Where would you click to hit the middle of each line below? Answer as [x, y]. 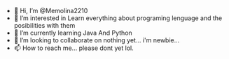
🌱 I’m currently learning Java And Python [73, 33]
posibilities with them [44, 25]
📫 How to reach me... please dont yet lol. [74, 48]
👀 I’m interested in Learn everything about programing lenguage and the [118, 18]
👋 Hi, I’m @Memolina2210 [51, 11]
